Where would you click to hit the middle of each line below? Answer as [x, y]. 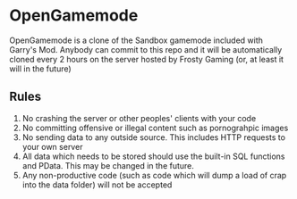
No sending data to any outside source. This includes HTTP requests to [154, 137]
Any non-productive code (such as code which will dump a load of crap [154, 175]
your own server [52, 146]
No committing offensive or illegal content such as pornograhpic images [155, 128]
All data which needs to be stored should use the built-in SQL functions [153, 156]
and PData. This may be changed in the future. [108, 165]
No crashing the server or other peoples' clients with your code [139, 118]
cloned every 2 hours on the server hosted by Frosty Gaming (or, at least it [147, 59]
